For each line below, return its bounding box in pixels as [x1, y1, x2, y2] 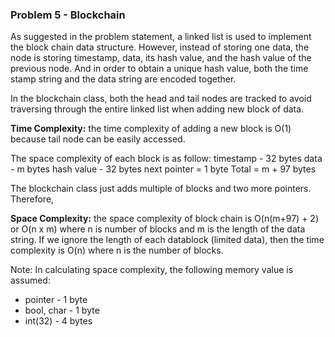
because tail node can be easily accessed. [10, 133, 186, 145]
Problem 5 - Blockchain [10, 8, 126, 22]
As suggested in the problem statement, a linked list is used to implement [10, 31, 312, 43]
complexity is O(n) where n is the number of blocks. [10, 244, 224, 257]
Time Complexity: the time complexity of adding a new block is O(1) [10, 123, 292, 135]
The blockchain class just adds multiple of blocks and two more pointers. [10, 183, 312, 195]
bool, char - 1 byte [24, 304, 100, 317]
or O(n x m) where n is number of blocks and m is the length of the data [10, 223, 306, 235]
